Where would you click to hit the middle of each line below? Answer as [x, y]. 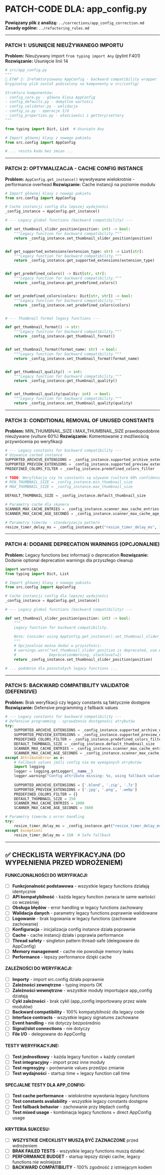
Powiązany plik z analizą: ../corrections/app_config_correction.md [75, 23]
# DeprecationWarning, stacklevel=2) [68, 655]
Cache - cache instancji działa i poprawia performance [68, 935]
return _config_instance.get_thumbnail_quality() [66, 381]
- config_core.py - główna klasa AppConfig [50, 97]
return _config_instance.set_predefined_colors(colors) [72, 305]
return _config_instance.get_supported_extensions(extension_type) [84, 261]
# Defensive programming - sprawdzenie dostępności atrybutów [70, 721]
